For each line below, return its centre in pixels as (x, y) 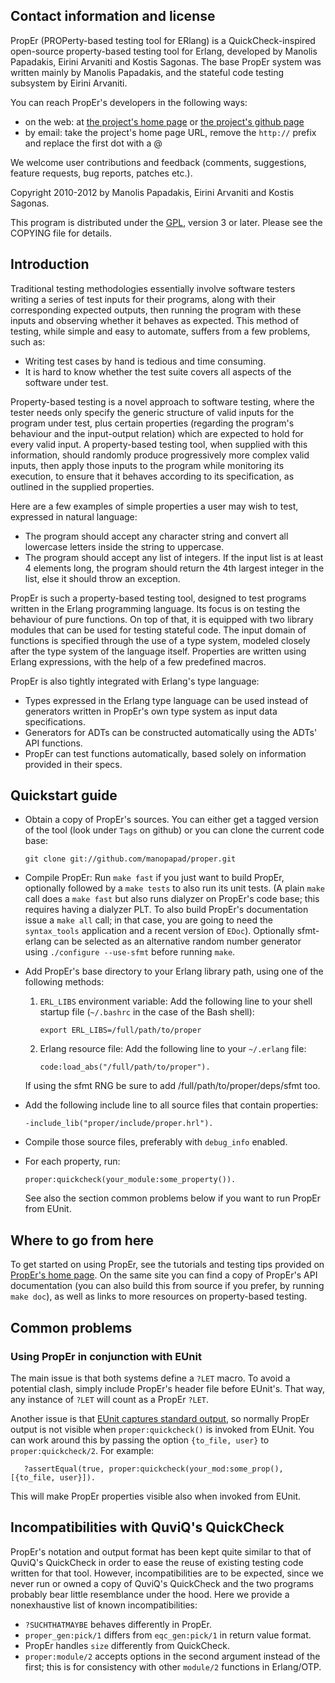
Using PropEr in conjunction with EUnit (106, 1356)
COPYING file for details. (61, 233)
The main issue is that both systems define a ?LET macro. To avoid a (150, 1378)
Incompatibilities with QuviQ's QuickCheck (147, 1527)
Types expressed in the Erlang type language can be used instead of (166, 700)
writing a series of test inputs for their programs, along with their (143, 299)
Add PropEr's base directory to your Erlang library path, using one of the (174, 971)
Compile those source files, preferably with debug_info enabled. (156, 1142)
